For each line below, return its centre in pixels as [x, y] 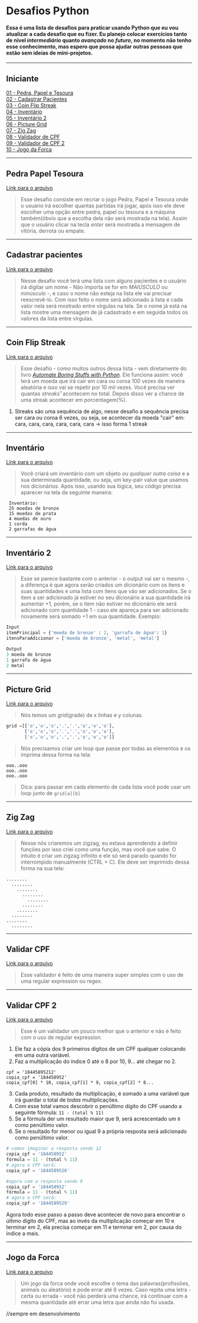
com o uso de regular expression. [61, 1038]
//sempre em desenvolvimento [43, 1314]
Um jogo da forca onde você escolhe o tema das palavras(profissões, [105, 1283]
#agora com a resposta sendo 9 [44, 1181]
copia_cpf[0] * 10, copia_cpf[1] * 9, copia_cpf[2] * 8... [80, 1083]
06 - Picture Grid [27, 124]
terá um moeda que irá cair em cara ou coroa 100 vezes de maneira [103, 381]
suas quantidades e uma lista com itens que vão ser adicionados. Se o [106, 591]
